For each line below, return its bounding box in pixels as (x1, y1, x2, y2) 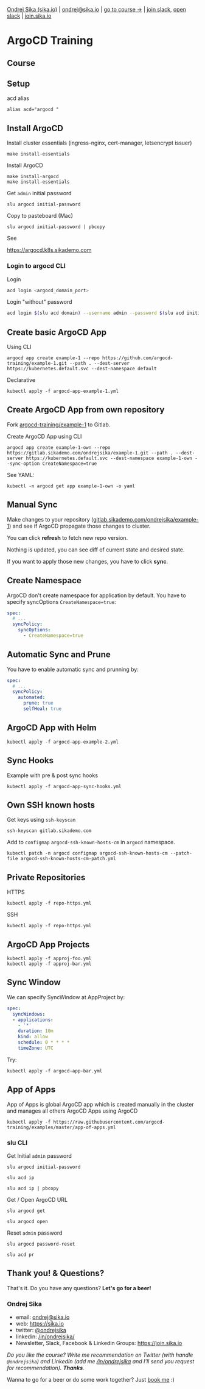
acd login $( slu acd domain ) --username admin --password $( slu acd (7, 310, 184, 317)
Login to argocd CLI (7, 262, 66, 270)
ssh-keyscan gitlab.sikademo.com (7, 828, 92, 834)
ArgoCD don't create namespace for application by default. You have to (7, 592, 186, 599)
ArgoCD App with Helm (7, 723, 97, 733)
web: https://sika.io (15, 1320, 64, 1327)
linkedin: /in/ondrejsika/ (15, 1333, 75, 1340)
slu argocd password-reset (7, 1241, 75, 1247)
